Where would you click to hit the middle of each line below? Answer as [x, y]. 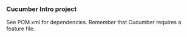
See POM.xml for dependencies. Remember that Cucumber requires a [94, 22]
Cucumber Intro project [42, 9]
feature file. [21, 29]
